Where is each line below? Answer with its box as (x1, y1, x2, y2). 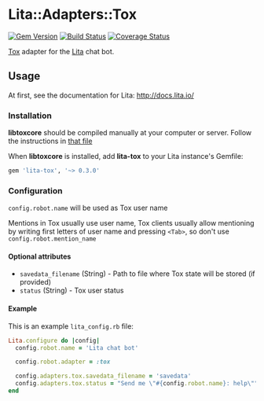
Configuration (8, 185, 63, 196)
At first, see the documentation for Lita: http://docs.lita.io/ (8, 90, 195, 100)
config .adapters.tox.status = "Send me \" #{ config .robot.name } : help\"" (15, 380, 258, 388)
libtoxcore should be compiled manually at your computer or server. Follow (8, 128, 252, 138)
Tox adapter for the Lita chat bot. (8, 46, 115, 56)
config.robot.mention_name (8, 235, 97, 243)
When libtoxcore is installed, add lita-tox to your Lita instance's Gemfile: (8, 152, 244, 161)
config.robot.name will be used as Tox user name (8, 203, 168, 213)
